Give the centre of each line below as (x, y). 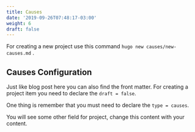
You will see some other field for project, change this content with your (96, 117)
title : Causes (24, 12)
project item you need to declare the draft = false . (71, 94)
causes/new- (161, 47)
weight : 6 (19, 23)
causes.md (19, 53)
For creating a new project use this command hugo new (75, 46)
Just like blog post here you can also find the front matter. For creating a (97, 87)
